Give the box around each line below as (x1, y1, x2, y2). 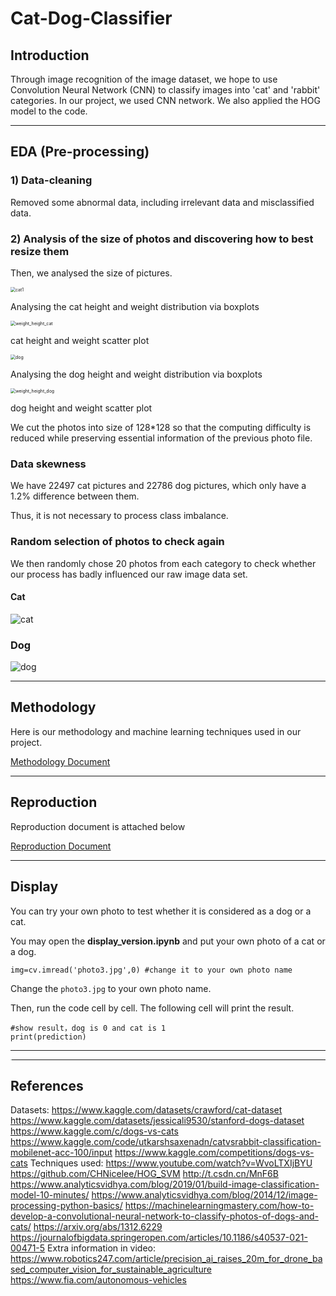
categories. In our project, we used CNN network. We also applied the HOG (10, 95, 321, 106)
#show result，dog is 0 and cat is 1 (10, 1023, 167, 1033)
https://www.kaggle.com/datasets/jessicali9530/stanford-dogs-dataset (10, 1115, 305, 1127)
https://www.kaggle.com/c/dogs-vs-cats (10, 1125, 179, 1137)
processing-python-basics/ (10, 1200, 123, 1212)
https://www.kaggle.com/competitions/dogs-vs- (114, 1147, 315, 1159)
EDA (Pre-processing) (10, 143, 150, 161)
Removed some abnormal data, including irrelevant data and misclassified (10, 196, 315, 208)
